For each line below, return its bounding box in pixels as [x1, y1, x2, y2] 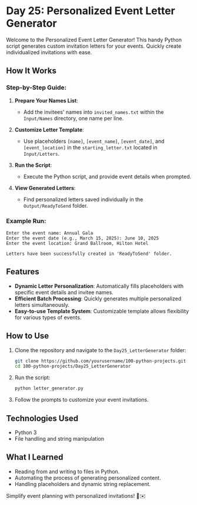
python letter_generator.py [14, 385, 84, 392]
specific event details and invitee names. [14, 288, 113, 296]
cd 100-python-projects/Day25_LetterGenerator [14, 363, 131, 369]
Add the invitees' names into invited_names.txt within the [23, 108, 164, 116]
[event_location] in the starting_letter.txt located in [23, 143, 158, 151]
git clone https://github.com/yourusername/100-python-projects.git [14, 358, 186, 364]
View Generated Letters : [14, 184, 76, 191]
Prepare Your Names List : [14, 97, 78, 104]
